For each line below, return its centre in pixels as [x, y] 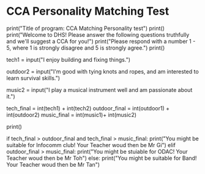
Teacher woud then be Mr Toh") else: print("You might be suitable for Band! [102, 158]
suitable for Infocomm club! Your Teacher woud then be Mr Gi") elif [91, 145]
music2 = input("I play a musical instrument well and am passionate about [99, 89]
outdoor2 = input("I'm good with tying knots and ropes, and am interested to [102, 71]
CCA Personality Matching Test [88, 11]
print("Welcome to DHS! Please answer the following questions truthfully [98, 34]
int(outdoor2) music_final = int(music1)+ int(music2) [71, 115]
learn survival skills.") [33, 78]
